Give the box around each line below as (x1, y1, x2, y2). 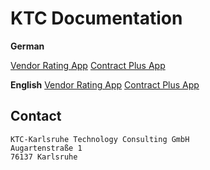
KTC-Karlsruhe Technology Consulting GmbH (10, 134, 190, 144)
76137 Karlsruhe (10, 152, 78, 162)
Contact (10, 108, 62, 125)
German (10, 40, 45, 52)
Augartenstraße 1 (10, 143, 83, 153)
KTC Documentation (10, 7, 183, 30)
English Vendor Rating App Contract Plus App (10, 78, 200, 91)
